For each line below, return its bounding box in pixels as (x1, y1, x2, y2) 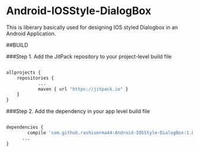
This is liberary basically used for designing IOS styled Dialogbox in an (6, 24, 178, 31)
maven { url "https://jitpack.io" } (37, 86, 129, 92)
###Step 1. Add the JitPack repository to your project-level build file (6, 53, 172, 60)
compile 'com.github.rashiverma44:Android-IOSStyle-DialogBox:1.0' (27, 130, 197, 136)
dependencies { (6, 124, 44, 131)
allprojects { (6, 69, 41, 75)
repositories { (17, 75, 54, 81)
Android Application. (6, 30, 56, 37)
